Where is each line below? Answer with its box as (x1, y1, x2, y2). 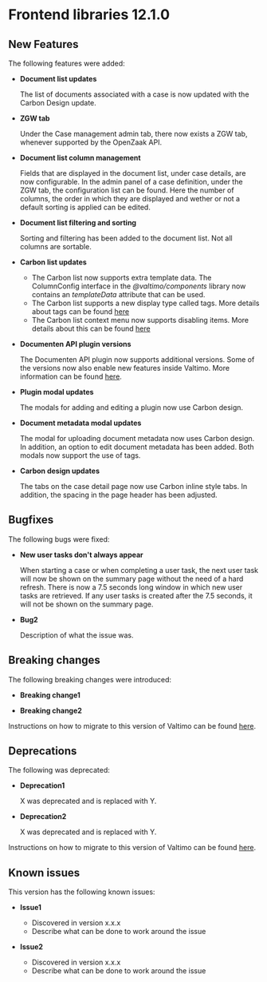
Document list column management (19, 153, 141, 162)
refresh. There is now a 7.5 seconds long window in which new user (19, 582, 243, 592)
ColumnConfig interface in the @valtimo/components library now (31, 281, 246, 291)
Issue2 (19, 942, 44, 952)
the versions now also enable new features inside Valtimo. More (19, 364, 230, 372)
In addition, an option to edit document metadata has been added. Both (19, 442, 254, 451)
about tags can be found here (31, 307, 130, 316)
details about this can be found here (31, 324, 151, 333)
